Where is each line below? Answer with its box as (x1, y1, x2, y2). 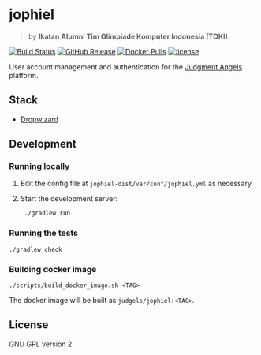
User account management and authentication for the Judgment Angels (9, 62, 243, 72)
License (9, 318, 49, 332)
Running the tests (9, 227, 78, 238)
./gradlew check (9, 245, 62, 253)
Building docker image (9, 263, 97, 275)
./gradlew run (24, 209, 71, 218)
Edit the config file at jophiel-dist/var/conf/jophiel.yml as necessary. (20, 179, 254, 189)
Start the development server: (20, 194, 118, 204)
